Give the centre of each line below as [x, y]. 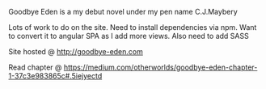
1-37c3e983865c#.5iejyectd [55, 76]
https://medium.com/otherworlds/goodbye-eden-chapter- [160, 67]
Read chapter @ [35, 67]
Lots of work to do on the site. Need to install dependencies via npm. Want [133, 27]
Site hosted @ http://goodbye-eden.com [76, 51]
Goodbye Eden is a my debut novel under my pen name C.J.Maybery [123, 12]
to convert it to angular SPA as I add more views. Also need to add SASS [129, 36]
